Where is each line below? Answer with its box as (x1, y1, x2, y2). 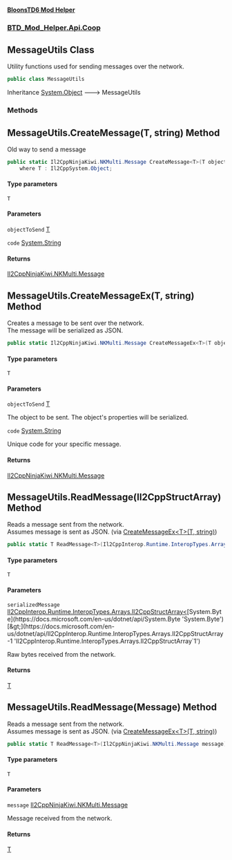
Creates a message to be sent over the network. (7, 319, 144, 328)
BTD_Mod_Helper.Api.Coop (7, 23, 101, 32)
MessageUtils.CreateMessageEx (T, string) (7, 290, 195, 301)
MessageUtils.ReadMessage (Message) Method (7, 702, 217, 713)
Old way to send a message (7, 145, 86, 153)
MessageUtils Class (7, 44, 95, 55)
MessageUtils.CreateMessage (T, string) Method (7, 127, 220, 138)
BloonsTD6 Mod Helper (7, 6, 75, 14)
